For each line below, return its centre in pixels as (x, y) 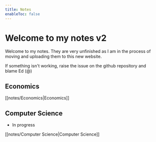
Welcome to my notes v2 (56, 38)
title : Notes (18, 9)
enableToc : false (23, 14)
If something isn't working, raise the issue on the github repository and (76, 66)
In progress (23, 125)
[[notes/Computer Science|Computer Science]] (52, 134)
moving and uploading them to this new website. (53, 57)
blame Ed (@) (19, 71)
